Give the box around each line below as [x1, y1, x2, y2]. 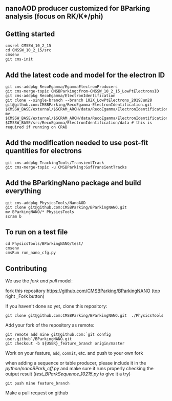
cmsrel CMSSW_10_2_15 [5, 43, 52, 48]
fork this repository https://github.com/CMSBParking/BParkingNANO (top [5, 288, 160, 294]
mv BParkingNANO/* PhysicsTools [5, 209, 74, 215]
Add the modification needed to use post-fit [5, 139, 148, 147]
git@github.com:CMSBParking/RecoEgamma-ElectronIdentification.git [5, 102, 153, 107]
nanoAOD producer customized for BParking [5, 4, 150, 13]
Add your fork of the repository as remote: [5, 322, 95, 328]
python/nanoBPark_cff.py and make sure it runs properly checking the [5, 366, 154, 372]
